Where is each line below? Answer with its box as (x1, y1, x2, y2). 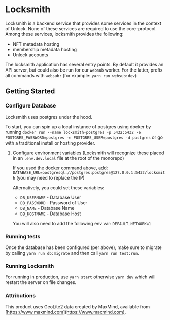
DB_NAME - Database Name (20, 205, 75, 211)
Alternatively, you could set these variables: (12, 184, 104, 191)
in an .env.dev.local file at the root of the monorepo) (12, 155, 124, 161)
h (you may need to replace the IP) (12, 174, 85, 181)
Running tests (5, 233, 41, 240)
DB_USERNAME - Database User (20, 194, 81, 200)
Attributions (5, 292, 36, 299)
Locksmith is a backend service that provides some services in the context (5, 20, 161, 26)
